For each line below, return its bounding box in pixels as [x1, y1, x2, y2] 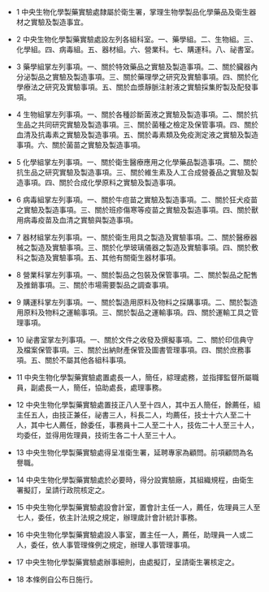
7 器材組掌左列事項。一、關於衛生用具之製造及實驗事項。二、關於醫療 [15, 232, 250, 242]
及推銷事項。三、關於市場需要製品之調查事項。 [15, 280, 173, 290]
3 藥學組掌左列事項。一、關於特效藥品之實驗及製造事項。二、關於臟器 [15, 62, 251, 71]
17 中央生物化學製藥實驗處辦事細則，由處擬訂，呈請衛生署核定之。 [15, 557, 240, 567]
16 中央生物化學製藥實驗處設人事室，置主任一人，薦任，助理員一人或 [15, 530, 247, 539]
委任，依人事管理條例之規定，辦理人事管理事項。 [30, 540, 195, 550]
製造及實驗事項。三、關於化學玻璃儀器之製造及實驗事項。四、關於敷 [30, 243, 258, 252]
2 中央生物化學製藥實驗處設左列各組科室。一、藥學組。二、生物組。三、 [15, 35, 258, 44]
